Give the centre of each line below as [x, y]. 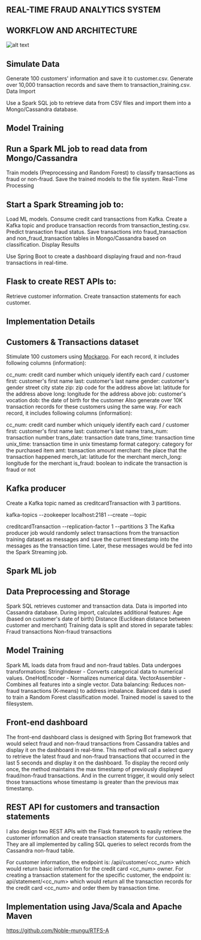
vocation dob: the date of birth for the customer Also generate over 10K [94, 400]
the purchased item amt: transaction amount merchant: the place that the [97, 450]
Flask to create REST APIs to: [61, 282]
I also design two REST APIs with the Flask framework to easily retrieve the [99, 831]
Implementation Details [51, 322]
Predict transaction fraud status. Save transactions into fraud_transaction [97, 232]
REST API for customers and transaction [83, 807]
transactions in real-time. [37, 263]
